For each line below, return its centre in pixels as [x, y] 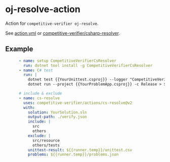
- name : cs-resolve [39, 98]
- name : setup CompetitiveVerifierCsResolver [67, 61]
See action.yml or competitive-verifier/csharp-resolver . [63, 33]
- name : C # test [36, 70]
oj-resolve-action [43, 9]
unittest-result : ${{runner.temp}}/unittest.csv [80, 150]
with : [29, 107]
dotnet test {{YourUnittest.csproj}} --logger [78, 79]
